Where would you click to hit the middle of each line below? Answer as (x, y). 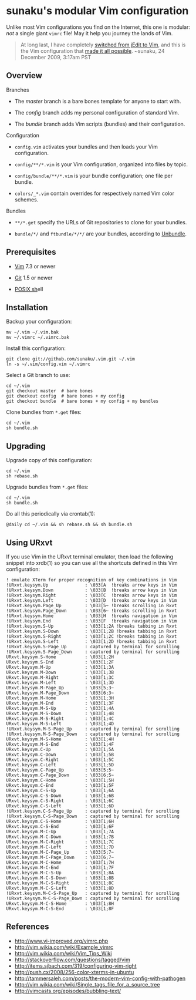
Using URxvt (29, 542)
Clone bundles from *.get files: (44, 412)
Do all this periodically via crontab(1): (51, 514)
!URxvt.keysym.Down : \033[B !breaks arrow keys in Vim (92, 590)
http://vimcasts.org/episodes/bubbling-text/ (68, 991)
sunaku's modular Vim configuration (97, 11)
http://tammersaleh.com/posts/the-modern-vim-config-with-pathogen (100, 978)
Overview (24, 75)
